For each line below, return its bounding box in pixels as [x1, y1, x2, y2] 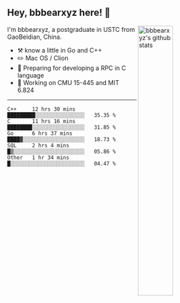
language [17, 71, 44, 80]
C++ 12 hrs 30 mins [7, 105, 76, 113]
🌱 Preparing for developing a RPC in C [17, 64, 127, 72]
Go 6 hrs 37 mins [7, 129, 73, 137]
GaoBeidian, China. [7, 33, 62, 41]
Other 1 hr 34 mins [7, 154, 70, 161]
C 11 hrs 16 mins [7, 118, 76, 125]
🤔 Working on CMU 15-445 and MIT [17, 78, 120, 86]
